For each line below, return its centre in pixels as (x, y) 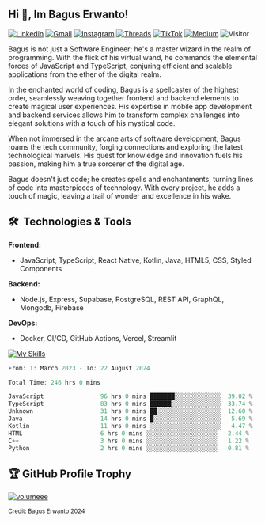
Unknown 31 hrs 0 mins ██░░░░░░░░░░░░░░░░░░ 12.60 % (131, 411)
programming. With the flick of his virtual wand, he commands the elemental (133, 57)
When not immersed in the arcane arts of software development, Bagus (125, 138)
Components (41, 268)
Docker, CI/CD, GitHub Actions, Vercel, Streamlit (98, 338)
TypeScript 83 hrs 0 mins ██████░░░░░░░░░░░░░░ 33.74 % (131, 404)
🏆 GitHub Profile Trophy (70, 474)
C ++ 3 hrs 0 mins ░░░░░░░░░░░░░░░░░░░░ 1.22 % (129, 441)
